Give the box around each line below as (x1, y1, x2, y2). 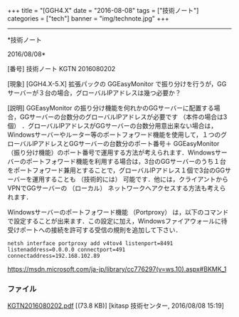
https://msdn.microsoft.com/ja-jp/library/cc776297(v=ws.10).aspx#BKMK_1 (7, 265, 227, 273)
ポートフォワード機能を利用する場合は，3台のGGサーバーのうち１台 (26, 157, 226, 165)
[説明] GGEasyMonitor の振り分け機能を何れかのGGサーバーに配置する (7, 104, 215, 112)
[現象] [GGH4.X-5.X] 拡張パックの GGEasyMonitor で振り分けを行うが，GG (7, 80, 227, 88)
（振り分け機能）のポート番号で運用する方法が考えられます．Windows (7, 148, 216, 157)
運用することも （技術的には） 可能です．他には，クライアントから (31, 175, 229, 183)
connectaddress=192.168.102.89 (7, 252, 100, 259)
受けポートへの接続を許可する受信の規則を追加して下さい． (7, 226, 182, 234)
